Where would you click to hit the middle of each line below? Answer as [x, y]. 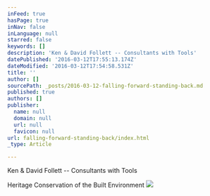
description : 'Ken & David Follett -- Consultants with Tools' [102, 53]
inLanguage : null [33, 33]
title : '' [22, 72]
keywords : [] [26, 46]
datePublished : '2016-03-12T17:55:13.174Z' [72, 60]
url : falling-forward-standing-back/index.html [79, 138]
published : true [31, 92]
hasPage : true [28, 20]
